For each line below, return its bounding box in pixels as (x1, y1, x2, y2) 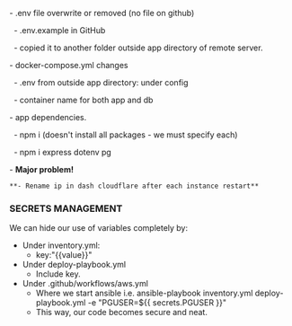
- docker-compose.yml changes (9, 60, 128, 70)
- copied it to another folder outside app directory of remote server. (13, 42, 263, 53)
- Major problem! (9, 164, 75, 174)
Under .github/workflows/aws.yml (22, 278, 148, 289)
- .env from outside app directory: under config (13, 77, 189, 88)
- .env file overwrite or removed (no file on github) (9, 8, 195, 18)
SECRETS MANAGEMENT (9, 202, 123, 215)
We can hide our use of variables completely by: (9, 223, 189, 233)
